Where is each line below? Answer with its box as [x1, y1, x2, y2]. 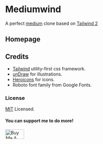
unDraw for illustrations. [12, 71, 62, 77]
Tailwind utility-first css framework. [12, 66, 86, 72]
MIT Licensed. [5, 106, 35, 112]
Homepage [5, 35, 41, 44]
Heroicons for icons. [12, 77, 55, 83]
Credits [5, 52, 29, 61]
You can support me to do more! [5, 118, 74, 124]
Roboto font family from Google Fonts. [12, 82, 92, 88]
